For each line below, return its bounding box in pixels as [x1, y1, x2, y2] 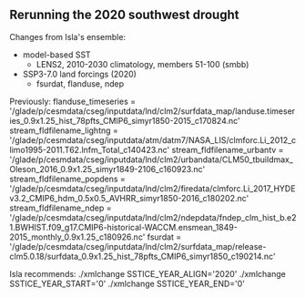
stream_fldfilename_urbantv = [171, 144, 284, 155]
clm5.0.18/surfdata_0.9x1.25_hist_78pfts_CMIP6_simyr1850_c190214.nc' [9, 251, 276, 262]
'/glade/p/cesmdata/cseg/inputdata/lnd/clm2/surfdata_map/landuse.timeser [9, 105, 296, 117]
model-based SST [22, 49, 91, 60]
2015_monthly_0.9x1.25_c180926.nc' [9, 231, 146, 242]
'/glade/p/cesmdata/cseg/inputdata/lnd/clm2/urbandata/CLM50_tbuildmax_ [9, 154, 294, 165]
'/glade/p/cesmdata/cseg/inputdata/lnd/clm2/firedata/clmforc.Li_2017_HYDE [9, 182, 296, 194]
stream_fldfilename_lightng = [9, 125, 118, 136]
